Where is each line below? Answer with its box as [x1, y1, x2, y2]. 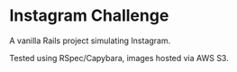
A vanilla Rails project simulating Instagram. [9, 35, 171, 46]
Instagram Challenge [9, 5, 169, 26]
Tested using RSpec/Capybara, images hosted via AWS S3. [9, 52, 229, 63]
